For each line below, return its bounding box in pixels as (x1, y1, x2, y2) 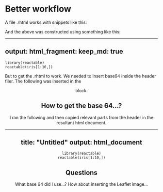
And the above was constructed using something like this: (5, 29, 121, 34)
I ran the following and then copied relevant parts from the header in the (9, 114, 154, 120)
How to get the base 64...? (41, 102, 122, 110)
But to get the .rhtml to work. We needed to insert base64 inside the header (5, 73, 156, 79)
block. (75, 87, 88, 93)
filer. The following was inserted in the (5, 78, 81, 84)
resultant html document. (56, 120, 107, 126)
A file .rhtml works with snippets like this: (5, 19, 87, 25)
